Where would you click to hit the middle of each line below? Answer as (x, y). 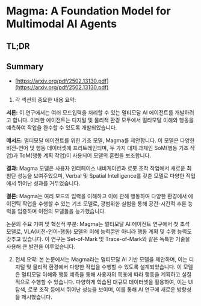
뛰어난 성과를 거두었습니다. (49, 183)
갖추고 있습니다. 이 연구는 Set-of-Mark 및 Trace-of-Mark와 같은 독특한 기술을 (98, 239)
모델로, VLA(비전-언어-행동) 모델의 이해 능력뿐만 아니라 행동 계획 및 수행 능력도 (99, 232)
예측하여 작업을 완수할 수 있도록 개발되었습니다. (62, 128)
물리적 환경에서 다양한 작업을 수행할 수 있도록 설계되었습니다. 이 (107, 267)
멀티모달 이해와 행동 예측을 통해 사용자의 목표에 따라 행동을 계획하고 (101, 275)
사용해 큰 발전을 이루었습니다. (41, 247)
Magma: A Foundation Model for (88, 11)
